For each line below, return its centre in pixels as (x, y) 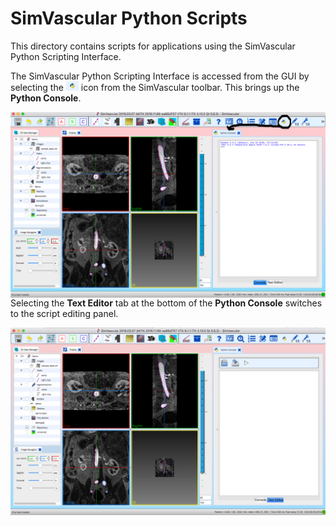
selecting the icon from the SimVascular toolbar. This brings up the (155, 87)
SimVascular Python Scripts (129, 18)
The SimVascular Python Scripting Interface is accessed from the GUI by (160, 76)
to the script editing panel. (64, 314)
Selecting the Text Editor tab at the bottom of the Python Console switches (166, 303)
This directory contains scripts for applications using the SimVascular (153, 46)
